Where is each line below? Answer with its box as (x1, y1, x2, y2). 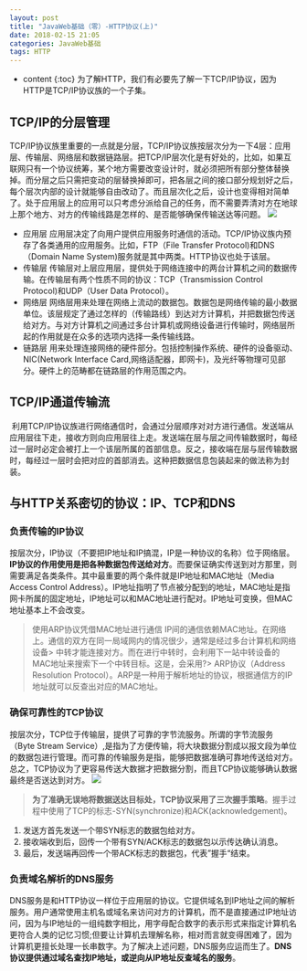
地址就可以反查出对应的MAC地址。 (31, 681, 163, 692)
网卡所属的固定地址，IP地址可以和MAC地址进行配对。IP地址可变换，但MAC (9, 593, 293, 604)
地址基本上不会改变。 (9, 605, 90, 616)
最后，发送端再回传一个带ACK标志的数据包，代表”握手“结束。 (22, 847, 255, 859)
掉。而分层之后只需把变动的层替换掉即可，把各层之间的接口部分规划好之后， (9, 174, 298, 185)
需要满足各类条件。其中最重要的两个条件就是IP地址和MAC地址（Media (9, 570, 275, 581)
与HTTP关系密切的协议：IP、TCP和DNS (9, 495, 236, 512)
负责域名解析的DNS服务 (9, 872, 114, 885)
